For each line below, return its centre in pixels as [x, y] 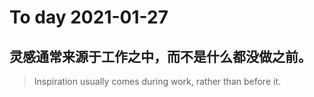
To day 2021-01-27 [89, 17]
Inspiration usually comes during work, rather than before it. [157, 81]
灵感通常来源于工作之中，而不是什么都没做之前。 [160, 56]
